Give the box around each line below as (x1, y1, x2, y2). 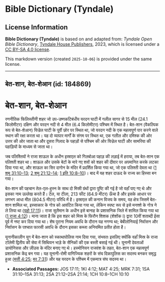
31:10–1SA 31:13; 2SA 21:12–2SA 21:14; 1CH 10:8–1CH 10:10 (12, 271, 129, 277)
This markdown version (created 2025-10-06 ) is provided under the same (5, 56, 152, 62)
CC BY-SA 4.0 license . (5, 47, 51, 52)
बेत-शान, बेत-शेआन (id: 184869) (5, 80, 91, 88)
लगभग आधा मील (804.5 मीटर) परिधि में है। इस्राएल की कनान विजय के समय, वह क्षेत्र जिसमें (5, 197, 149, 202)
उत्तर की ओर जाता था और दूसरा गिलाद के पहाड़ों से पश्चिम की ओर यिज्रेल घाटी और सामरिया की (5, 139, 151, 144)
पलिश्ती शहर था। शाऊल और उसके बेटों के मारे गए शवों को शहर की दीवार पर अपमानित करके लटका (5, 159, 159, 165)
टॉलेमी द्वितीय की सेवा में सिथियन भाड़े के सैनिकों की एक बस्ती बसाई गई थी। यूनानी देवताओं (5, 240, 144, 246)
